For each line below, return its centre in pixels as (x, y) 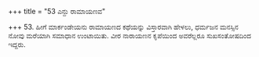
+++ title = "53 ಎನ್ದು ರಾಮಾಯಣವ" (57, 11)
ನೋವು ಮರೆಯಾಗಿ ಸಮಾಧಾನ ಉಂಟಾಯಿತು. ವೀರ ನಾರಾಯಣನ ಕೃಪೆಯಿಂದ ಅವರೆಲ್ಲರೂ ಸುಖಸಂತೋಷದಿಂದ (129, 36)
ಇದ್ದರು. (17, 45)
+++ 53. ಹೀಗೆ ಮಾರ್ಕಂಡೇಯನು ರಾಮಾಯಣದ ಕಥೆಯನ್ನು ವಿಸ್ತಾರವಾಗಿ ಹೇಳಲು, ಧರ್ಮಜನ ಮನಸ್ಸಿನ (124, 27)
